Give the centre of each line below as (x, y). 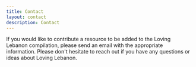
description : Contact (33, 22)
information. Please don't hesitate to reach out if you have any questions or (98, 52)
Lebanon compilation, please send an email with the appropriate (85, 45)
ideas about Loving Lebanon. (42, 58)
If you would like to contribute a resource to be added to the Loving (88, 39)
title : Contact (25, 11)
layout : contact (26, 17)
